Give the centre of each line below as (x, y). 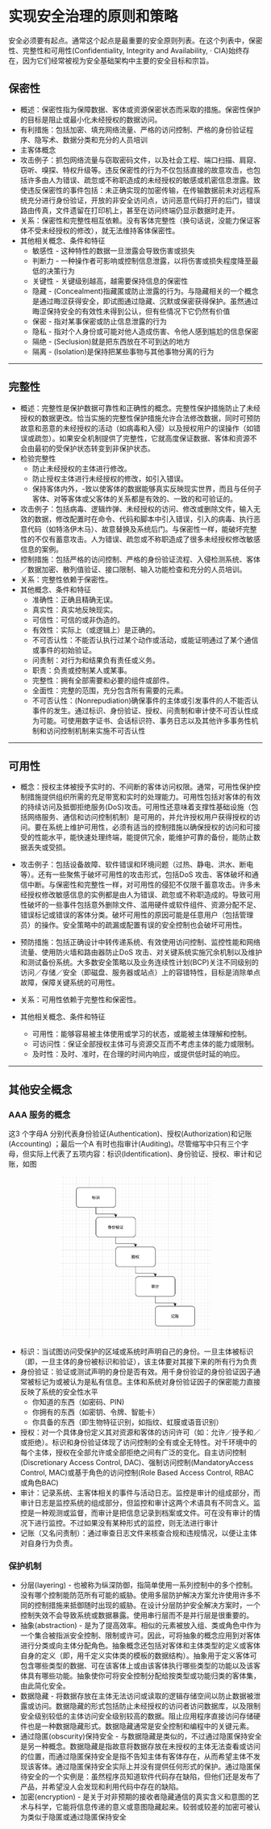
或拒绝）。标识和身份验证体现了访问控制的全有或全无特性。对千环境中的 (138, 1442)
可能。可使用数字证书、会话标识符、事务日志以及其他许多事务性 (145, 720)
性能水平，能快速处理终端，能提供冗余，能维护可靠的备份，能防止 (144, 837)
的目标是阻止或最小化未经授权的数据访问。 (91, 119)
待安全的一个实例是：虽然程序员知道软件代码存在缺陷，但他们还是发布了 (140, 1777)
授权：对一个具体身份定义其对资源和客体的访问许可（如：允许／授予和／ (140, 1432)
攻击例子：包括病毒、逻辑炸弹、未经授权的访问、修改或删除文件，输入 (137, 508)
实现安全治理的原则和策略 (94, 17)
